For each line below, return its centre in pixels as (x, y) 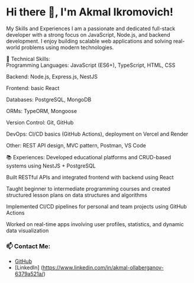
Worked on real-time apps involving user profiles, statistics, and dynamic (95, 224)
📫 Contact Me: (28, 246)
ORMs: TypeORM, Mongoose (42, 111)
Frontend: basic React (33, 88)
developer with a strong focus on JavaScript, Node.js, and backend (88, 34)
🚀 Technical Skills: (28, 59)
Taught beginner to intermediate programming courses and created (88, 188)
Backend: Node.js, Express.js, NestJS (52, 76)
